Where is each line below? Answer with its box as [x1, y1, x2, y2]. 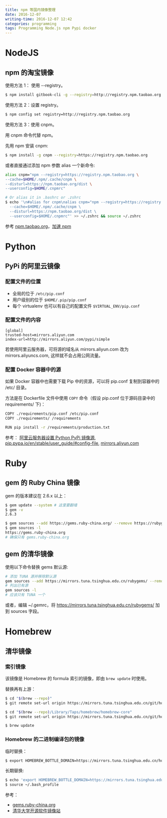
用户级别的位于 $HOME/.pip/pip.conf [12, 297, 87, 303]
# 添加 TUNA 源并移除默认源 [5, 574, 57, 579]
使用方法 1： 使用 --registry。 [5, 83, 66, 89]
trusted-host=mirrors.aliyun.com [5, 332, 75, 338]
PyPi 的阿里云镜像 [5, 262, 61, 270]
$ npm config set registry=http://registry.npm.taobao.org [5, 112, 130, 117]
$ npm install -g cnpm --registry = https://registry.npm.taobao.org [5, 152, 148, 157]
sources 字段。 [10, 608, 42, 614]
